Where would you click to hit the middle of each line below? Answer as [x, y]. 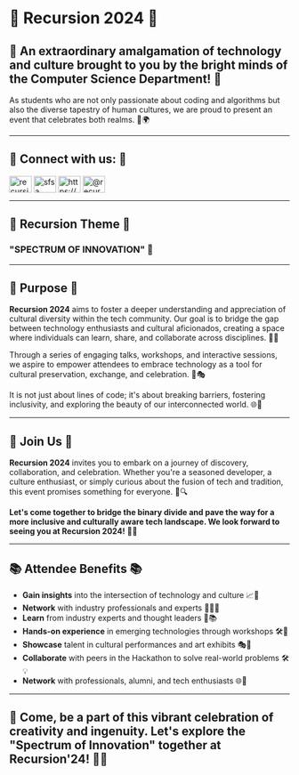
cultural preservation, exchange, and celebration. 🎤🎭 [108, 375]
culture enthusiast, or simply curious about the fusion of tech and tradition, [146, 482]
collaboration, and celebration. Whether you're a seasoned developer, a [141, 472]
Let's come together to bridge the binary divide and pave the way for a [142, 513]
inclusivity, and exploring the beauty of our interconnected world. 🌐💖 [136, 405]
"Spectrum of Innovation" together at [115, 745]
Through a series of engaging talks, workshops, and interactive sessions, [143, 355]
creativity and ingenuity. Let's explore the [128, 732]
